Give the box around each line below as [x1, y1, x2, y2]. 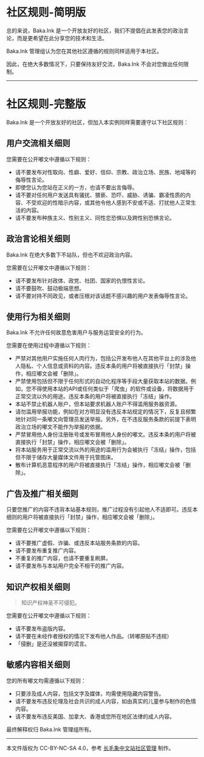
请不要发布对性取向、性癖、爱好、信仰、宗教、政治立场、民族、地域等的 [15, 168, 196, 175]
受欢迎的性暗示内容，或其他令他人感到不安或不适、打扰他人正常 [31, 199, 191, 206]
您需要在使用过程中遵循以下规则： [6, 342, 92, 349]
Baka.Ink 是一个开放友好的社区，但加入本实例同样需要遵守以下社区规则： [6, 118, 189, 125]
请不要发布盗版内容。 [15, 625, 69, 632]
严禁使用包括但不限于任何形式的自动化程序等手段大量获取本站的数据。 [15, 378, 191, 385]
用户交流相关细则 [6, 138, 70, 149]
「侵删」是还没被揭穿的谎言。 [15, 640, 90, 647]
